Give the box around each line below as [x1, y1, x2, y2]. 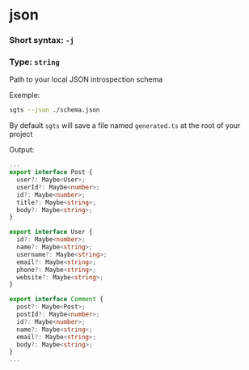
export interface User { [9, 228, 93, 236]
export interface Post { [9, 168, 93, 176]
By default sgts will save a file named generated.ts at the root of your [9, 121, 241, 130]
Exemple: [9, 91, 40, 100]
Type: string [9, 57, 60, 68]
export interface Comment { [9, 296, 104, 304]
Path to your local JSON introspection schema [9, 74, 163, 84]
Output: [9, 145, 35, 155]
